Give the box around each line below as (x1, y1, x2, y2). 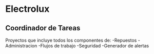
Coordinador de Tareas (5, 24, 81, 32)
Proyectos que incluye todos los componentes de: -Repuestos (5, 37, 137, 43)
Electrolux (5, 3, 50, 15)
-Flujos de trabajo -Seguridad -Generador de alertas (38, 43, 149, 49)
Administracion (5, 43, 37, 49)
